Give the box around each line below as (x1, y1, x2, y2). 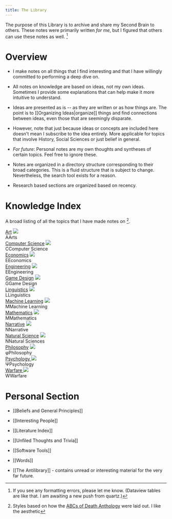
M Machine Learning (5, 303, 48, 309)
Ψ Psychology (5, 361, 34, 367)
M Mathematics (5, 315, 37, 321)
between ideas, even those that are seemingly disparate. (12, 115, 133, 122)
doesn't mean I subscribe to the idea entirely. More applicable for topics (12, 131, 165, 137)
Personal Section (5, 391, 79, 402)
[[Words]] (12, 457, 33, 463)
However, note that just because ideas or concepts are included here (12, 125, 159, 131)
